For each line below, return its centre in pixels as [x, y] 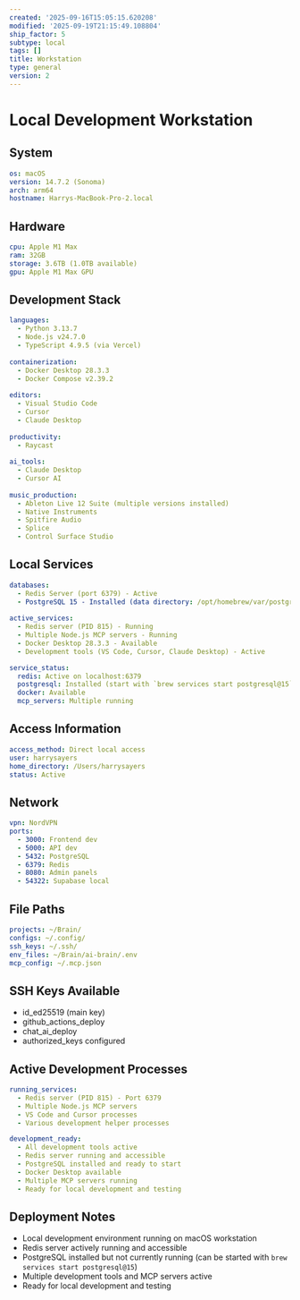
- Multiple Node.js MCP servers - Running [97, 635]
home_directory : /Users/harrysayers [77, 766]
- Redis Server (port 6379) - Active [87, 593]
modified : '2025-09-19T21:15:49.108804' [86, 26]
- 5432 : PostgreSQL [54, 856]
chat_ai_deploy [50, 1032]
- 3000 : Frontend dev [58, 839]
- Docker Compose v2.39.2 [66, 378]
